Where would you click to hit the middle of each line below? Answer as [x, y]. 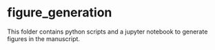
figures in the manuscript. [44, 38]
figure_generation [60, 13]
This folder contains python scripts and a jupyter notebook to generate [107, 32]
